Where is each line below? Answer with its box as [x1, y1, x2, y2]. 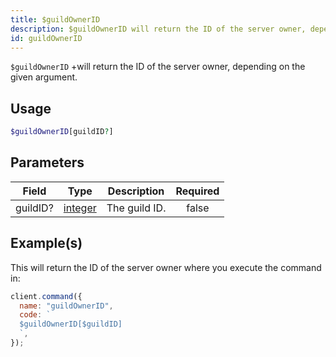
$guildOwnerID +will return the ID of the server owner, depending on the [10, 61, 306, 73]
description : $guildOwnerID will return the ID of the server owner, [10, 24, 307, 34]
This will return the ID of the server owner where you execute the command [10, 261, 322, 273]
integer [63, 201, 97, 215]
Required [175, 184, 220, 198]
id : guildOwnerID [10, 33, 83, 43]
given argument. [10, 71, 78, 83]
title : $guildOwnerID [10, 14, 101, 25]
